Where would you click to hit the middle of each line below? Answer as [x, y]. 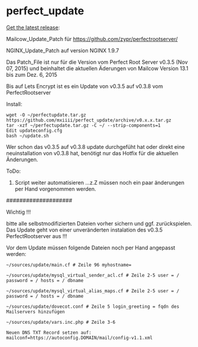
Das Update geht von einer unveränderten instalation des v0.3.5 [84, 230]
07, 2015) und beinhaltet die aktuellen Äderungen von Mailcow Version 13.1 [97, 68]
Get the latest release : [33, 27]
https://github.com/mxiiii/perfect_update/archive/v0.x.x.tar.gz [89, 120]
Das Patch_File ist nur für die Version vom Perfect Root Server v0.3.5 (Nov [97, 62]
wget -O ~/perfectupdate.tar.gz [46, 115]
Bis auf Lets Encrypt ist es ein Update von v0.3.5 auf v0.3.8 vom [85, 86]
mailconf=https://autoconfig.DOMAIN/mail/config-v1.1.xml [79, 337]
